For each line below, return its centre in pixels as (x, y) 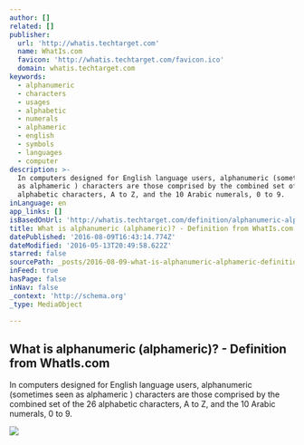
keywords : (28, 77)
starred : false (38, 254)
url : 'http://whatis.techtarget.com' (89, 43)
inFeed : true (34, 271)
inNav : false (34, 287)
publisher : (30, 34)
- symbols (36, 144)
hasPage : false (38, 279)
